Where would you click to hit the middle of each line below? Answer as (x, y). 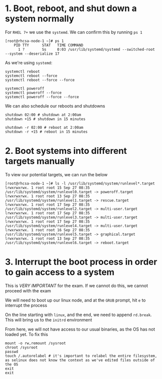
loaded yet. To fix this (27, 334)
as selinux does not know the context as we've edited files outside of (80, 360)
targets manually (40, 161)
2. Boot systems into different (66, 151)
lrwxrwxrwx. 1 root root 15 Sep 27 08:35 (48, 188)
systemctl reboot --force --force (40, 80)
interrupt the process (26, 305)
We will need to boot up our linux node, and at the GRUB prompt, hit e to (75, 300)
